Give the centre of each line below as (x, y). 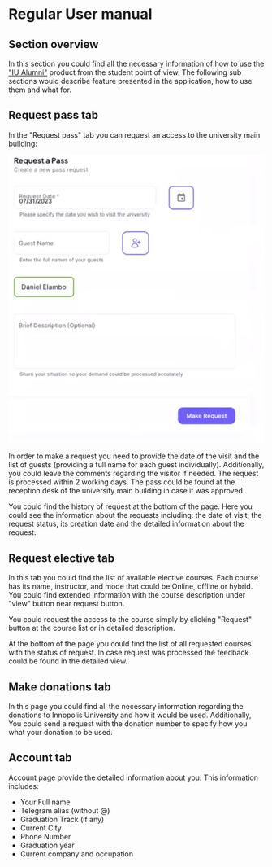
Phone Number (45, 836)
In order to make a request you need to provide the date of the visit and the (134, 456)
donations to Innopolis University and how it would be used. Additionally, (130, 715)
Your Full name (45, 802)
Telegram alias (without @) (65, 810)
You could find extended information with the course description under (127, 595)
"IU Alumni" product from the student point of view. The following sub (125, 72)
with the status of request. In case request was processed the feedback (129, 653)
